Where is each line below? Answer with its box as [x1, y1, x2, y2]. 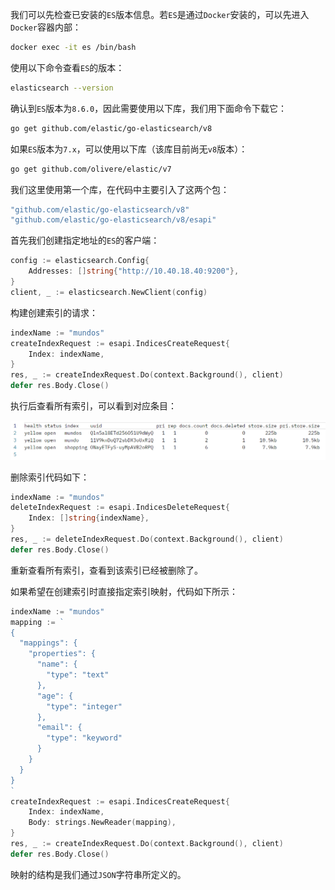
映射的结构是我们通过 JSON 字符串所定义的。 [10, 868, 187, 880]
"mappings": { [19, 638, 78, 648]
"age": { [36, 691, 74, 701]
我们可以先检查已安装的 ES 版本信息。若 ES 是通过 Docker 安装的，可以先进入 [10, 9, 310, 20]
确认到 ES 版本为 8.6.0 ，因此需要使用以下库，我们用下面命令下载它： [10, 102, 288, 114]
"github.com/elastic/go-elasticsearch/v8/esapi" [10, 215, 217, 225]
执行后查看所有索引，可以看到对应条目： [10, 400, 177, 412]
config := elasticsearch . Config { [10, 256, 150, 266]
